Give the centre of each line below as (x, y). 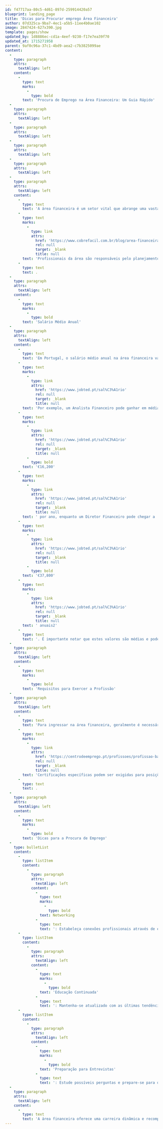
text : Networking (57, 915)
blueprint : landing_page (30, 14)
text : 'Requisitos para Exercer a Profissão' (69, 689)
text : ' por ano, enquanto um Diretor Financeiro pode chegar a (89, 517)
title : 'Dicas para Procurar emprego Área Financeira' (62, 19)
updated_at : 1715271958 (29, 41)
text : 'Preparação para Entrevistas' (78, 1069)
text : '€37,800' (39, 576)
